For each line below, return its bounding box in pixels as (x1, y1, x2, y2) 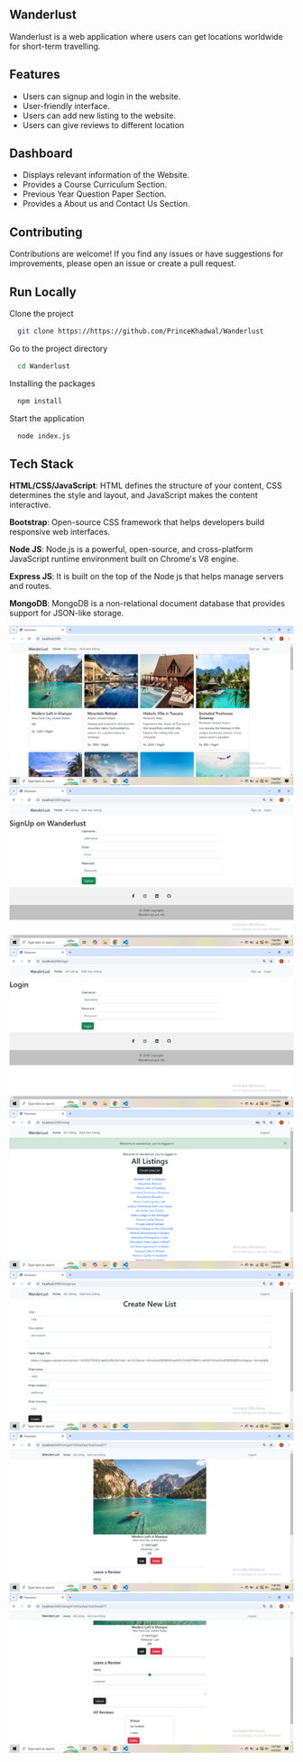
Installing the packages (9, 378, 96, 389)
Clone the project (9, 309, 74, 319)
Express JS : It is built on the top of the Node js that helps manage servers (9, 571, 284, 582)
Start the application (9, 412, 85, 423)
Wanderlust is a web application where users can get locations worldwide (9, 31, 284, 42)
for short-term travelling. (9, 41, 101, 51)
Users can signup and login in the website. (22, 90, 181, 102)
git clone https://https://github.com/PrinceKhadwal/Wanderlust (17, 327, 264, 337)
